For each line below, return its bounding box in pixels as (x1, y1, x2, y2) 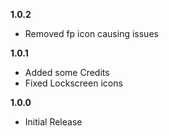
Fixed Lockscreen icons (24, 77, 123, 89)
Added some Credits (24, 67, 110, 78)
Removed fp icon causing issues (24, 28, 159, 39)
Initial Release (24, 116, 83, 128)
